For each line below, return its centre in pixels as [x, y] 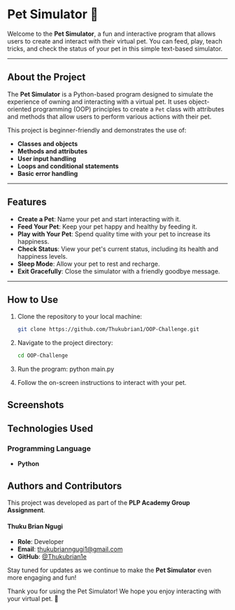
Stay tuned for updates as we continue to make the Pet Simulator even [109, 570]
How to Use [33, 300]
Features [27, 202]
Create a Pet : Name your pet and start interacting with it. [99, 219]
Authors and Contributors [65, 486]
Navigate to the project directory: [65, 343]
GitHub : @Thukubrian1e [52, 557]
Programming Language [49, 448]
